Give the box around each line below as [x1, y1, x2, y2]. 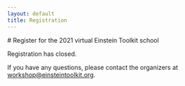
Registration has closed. [7, 50, 77, 58]
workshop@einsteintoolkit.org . [7, 71, 96, 79]
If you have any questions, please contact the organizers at [7, 63, 179, 71]
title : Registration [7, 17, 68, 24]
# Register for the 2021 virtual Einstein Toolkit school [7, 36, 159, 44]
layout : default [7, 10, 55, 17]
